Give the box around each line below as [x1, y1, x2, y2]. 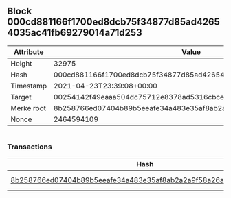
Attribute [13, 47, 44, 57]
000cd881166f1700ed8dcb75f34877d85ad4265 [7, 16, 220, 28]
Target [10, 92, 32, 101]
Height [10, 58, 32, 68]
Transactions [7, 142, 53, 151]
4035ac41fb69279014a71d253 [7, 27, 142, 38]
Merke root [10, 103, 47, 112]
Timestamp [10, 81, 47, 90]
